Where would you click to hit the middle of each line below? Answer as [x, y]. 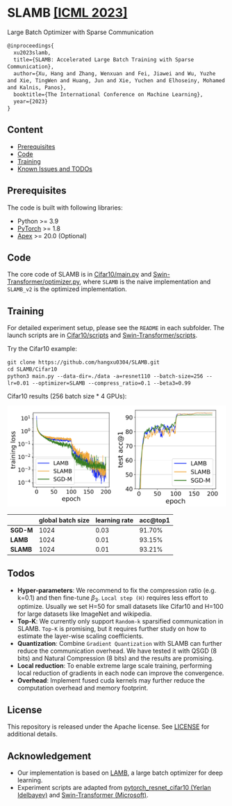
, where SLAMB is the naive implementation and [145, 282]
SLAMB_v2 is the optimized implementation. [67, 289]
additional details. [32, 734]
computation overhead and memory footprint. [83, 688]
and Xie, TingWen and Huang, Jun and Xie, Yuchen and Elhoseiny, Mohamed [116, 80]
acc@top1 [155, 520]
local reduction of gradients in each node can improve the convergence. [121, 673]
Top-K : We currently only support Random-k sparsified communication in [120, 621]
